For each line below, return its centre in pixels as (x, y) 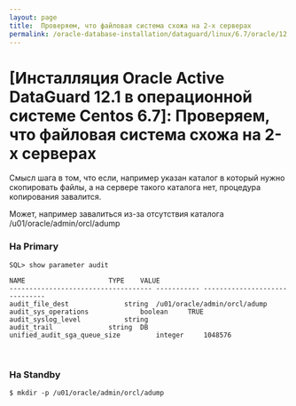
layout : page (33, 17)
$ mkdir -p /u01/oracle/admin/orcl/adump (87, 393)
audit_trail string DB (79, 327)
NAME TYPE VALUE (85, 281)
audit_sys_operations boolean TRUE (106, 312)
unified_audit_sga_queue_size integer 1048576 (121, 335)
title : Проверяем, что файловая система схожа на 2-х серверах (130, 26)
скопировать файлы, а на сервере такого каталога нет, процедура (135, 187)
